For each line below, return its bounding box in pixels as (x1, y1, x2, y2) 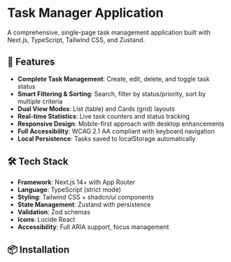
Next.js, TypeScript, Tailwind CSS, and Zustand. (7, 35, 146, 44)
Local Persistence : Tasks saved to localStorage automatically (17, 134, 196, 143)
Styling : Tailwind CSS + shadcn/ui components (17, 192, 154, 201)
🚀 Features (7, 56, 55, 68)
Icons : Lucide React (17, 215, 76, 223)
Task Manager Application (7, 5, 164, 21)
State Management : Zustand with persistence (17, 200, 151, 209)
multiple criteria (17, 97, 63, 105)
